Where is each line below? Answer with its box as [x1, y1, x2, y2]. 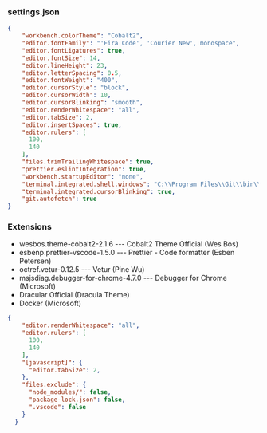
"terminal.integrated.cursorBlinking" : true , [22, 187, 176, 195]
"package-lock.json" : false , [28, 396, 126, 404]
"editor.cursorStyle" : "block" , [22, 84, 129, 92]
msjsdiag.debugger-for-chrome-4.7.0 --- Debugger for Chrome [18, 274, 228, 283]
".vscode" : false [28, 403, 87, 411]
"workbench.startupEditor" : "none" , [22, 172, 144, 181]
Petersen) [18, 256, 52, 266]
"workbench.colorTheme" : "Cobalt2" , [22, 32, 144, 40]
